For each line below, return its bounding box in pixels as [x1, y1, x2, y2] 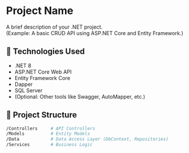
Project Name [6, 4, 74, 18]
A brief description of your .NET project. [6, 23, 103, 30]
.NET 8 [14, 62, 32, 69]
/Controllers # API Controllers [6, 126, 95, 131]
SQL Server [14, 86, 43, 94]
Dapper [14, 81, 33, 88]
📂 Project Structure [6, 110, 77, 120]
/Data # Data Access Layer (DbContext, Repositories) [6, 136, 169, 142]
